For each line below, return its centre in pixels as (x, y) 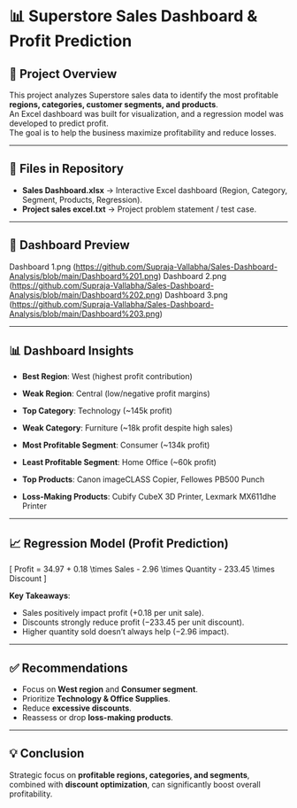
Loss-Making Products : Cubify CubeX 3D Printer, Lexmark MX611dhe (149, 497)
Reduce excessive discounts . (77, 708)
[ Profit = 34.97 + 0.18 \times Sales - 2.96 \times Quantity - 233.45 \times (142, 569)
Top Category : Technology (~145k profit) (97, 411)
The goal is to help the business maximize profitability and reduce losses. (143, 132)
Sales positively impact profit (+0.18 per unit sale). (113, 613)
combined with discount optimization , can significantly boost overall (135, 784)
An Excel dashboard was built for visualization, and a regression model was (147, 114)
